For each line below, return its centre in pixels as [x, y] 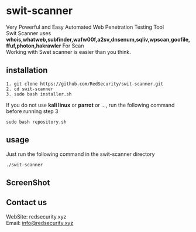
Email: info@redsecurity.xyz [40, 223]
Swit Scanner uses [29, 33]
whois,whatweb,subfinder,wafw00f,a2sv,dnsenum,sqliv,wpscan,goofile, [98, 39]
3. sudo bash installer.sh [39, 94]
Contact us [27, 202]
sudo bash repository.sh [36, 122]
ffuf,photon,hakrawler [34, 46]
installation [27, 71]
